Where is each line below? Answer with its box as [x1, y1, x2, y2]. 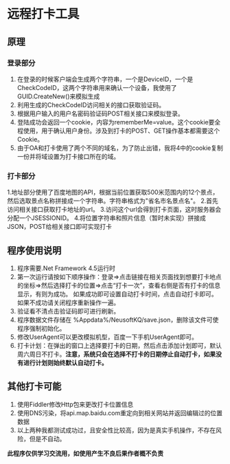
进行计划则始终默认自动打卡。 [23, 358, 108, 366]
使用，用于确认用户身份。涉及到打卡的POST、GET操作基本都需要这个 [23, 126, 220, 135]
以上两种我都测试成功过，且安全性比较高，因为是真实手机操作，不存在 [16, 426, 216, 434]
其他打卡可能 [7, 381, 62, 393]
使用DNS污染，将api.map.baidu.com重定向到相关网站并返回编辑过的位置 [16, 408, 223, 417]
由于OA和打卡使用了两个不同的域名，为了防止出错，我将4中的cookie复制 [16, 144, 223, 152]
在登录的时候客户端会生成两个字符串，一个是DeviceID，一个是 [16, 75, 194, 83]
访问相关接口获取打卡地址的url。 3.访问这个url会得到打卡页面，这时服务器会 [7, 206, 222, 214]
